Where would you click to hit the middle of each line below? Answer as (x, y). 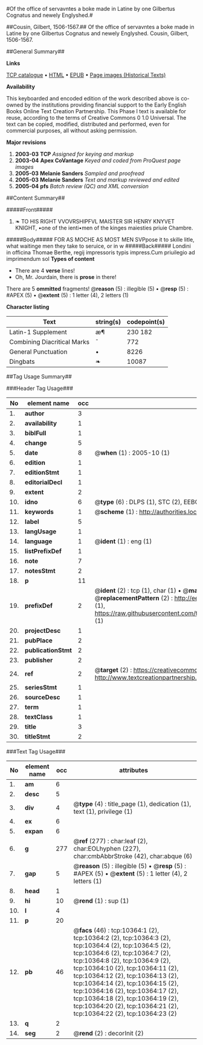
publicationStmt (49, 650)
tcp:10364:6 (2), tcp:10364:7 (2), (122, 953)
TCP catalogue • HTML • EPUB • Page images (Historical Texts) (86, 75)
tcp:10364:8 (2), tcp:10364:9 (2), (122, 961)
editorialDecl (43, 482)
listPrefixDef (43, 551)
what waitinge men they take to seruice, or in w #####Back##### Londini (99, 246)
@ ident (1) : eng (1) (123, 541)
